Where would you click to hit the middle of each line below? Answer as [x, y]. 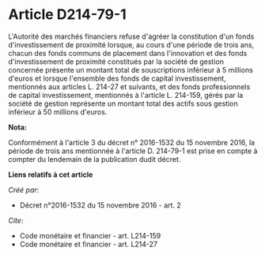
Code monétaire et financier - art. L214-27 [89, 244]
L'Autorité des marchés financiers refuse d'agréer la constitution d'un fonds [131, 36]
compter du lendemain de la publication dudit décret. [95, 159]
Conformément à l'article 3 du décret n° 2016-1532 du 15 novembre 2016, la [132, 142]
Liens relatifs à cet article [51, 174]
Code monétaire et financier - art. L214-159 [90, 235]
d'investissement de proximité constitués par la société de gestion [116, 62]
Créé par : [24, 189]
